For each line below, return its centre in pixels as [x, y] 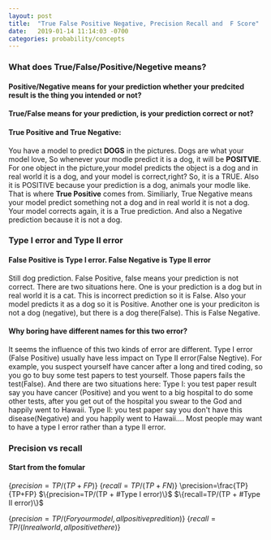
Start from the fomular [47, 468]
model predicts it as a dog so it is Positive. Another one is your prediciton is [134, 304]
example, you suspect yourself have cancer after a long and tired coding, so [136, 366]
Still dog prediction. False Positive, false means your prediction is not [124, 278]
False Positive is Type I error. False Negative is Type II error [110, 260]
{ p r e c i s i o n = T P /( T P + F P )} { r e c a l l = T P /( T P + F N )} [93, 486]
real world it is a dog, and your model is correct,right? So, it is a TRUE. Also [134, 176]
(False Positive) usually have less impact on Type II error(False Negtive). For [135, 358]
